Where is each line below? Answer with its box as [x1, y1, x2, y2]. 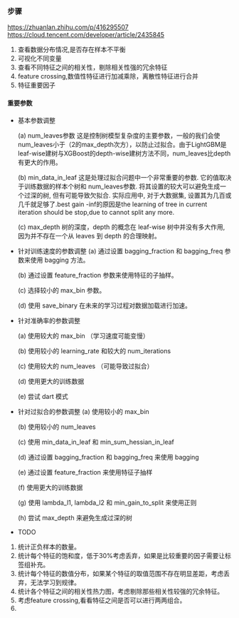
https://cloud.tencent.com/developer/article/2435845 [7, 31, 165, 39]
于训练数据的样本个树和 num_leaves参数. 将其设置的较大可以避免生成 [17, 182, 221, 191]
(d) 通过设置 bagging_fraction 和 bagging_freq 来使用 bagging [17, 452, 199, 461]
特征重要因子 [17, 81, 55, 90]
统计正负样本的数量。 [17, 542, 80, 551]
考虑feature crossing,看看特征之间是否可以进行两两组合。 [17, 596, 186, 604]
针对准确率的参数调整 [17, 316, 80, 325]
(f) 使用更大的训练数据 [17, 483, 83, 492]
